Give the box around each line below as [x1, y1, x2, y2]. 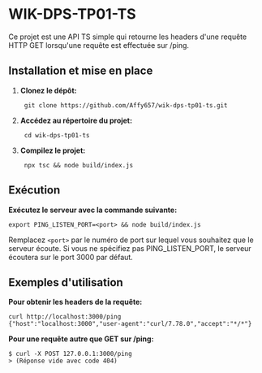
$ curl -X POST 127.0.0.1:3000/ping [8, 350, 132, 358]
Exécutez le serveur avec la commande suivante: [8, 205, 178, 215]
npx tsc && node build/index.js [24, 161, 134, 169]
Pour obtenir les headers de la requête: [8, 297, 143, 307]
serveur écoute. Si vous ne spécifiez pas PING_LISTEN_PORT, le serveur [8, 243, 251, 253]
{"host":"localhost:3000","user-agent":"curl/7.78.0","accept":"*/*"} [8, 320, 252, 328]
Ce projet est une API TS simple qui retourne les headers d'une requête [8, 32, 247, 41]
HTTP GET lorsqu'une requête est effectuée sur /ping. [8, 40, 189, 50]
